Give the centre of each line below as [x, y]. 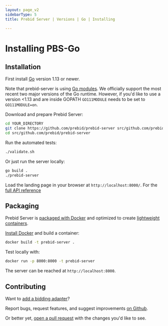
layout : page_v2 [22, 10]
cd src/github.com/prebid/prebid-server [48, 133]
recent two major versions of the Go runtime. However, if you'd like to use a [83, 94]
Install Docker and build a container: [42, 233]
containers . [17, 224]
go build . [16, 171]
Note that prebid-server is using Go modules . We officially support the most [83, 89]
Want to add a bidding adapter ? [37, 299]
